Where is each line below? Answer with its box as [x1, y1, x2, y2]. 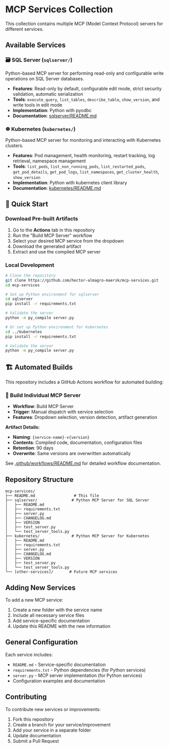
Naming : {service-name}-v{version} [12, 434, 90, 440]
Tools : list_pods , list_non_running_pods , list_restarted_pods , [12, 163, 146, 169]
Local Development [5, 261, 55, 268]
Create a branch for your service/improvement [12, 721, 111, 727]
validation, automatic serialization [12, 91, 83, 97]
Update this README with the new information [12, 623, 111, 629]
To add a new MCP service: [5, 597, 63, 603]
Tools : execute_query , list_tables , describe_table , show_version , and [12, 96, 160, 102]
